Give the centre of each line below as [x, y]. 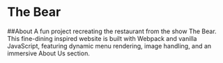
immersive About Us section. [49, 53]
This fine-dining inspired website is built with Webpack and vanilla [102, 38]
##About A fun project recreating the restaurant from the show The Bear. [112, 31]
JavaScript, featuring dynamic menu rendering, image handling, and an [109, 46]
